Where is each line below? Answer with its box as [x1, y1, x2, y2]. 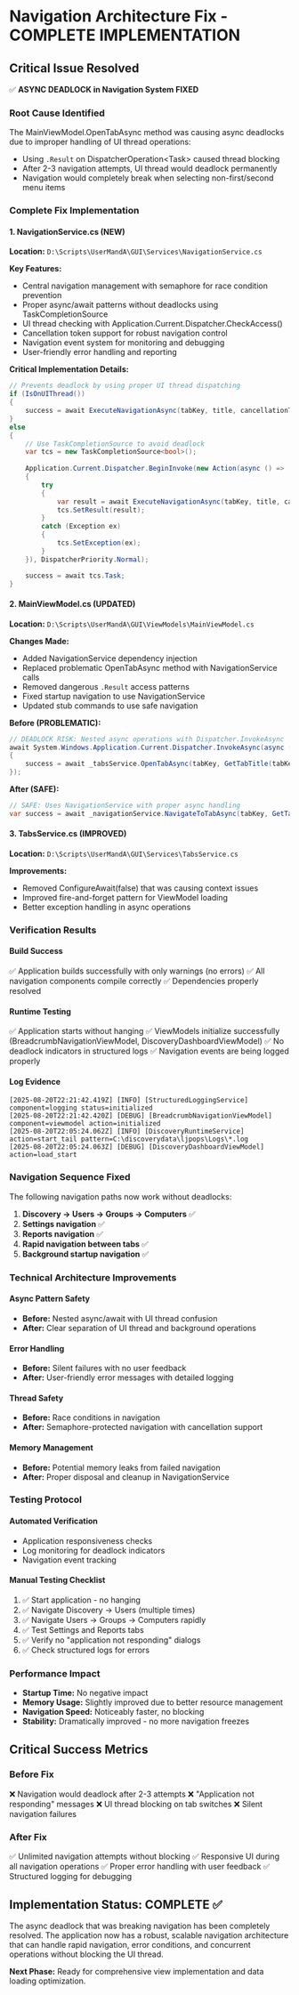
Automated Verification [9, 1515, 98, 1527]
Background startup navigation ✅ [21, 1248, 149, 1259]
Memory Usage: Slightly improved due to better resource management [21, 1697, 283, 1708]
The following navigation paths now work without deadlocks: [9, 1191, 232, 1202]
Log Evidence [9, 1076, 61, 1086]
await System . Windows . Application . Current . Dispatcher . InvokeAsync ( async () [9, 743, 296, 752]
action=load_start [9, 1151, 77, 1159]
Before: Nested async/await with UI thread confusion [21, 1312, 218, 1323]
